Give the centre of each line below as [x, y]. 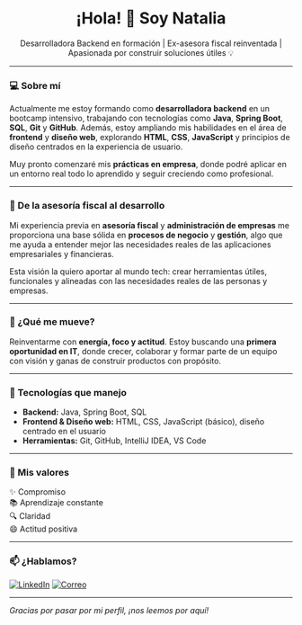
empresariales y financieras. [62, 254]
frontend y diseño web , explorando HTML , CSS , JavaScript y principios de [150, 138]
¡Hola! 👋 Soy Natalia [151, 18]
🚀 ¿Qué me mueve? [52, 322]
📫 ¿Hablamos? [43, 561]
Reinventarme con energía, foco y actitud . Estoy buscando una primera [143, 342]
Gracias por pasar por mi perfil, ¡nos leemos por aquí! [109, 610]
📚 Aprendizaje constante [56, 503]
